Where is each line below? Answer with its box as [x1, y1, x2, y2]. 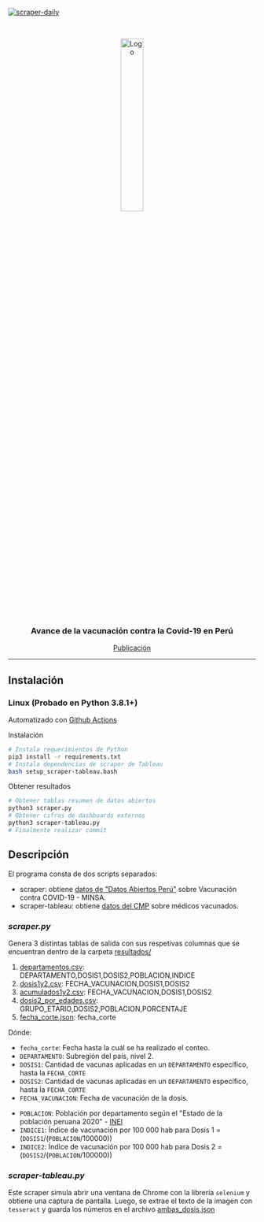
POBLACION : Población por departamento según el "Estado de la [19, 1108, 223, 1118]
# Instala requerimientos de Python [8, 745, 128, 753]
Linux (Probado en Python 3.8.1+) [8, 697, 138, 708]
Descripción [8, 848, 69, 862]
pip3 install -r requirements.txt [8, 752, 122, 760]
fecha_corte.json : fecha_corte [19, 1012, 116, 1022]
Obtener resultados [8, 782, 71, 791]
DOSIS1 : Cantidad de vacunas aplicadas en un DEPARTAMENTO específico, [19, 1060, 249, 1069]
